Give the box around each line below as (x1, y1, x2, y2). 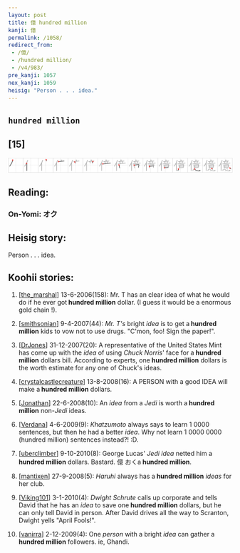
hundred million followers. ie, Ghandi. (18, 537, 130, 546)
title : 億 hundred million (8, 19, 88, 26)
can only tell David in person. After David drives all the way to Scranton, (18, 509, 229, 517)
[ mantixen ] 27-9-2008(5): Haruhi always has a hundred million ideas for (18, 472, 232, 481)
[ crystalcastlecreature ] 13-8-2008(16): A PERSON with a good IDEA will (18, 377, 228, 386)
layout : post (8, 11, 47, 19)
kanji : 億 (8, 26, 36, 34)
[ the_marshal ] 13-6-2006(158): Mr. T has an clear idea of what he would (18, 290, 230, 299)
